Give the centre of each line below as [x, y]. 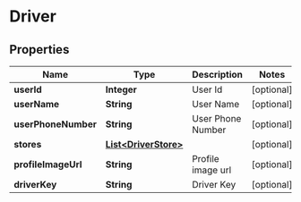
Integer [121, 89]
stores [28, 144]
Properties [39, 50]
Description [218, 75]
